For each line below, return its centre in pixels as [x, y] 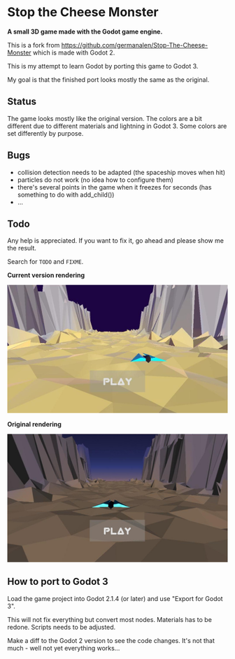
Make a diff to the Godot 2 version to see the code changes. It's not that [111, 640]
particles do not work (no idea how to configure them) [95, 180]
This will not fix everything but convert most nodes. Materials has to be [109, 619]
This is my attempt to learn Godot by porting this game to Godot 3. [103, 66]
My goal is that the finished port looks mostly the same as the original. [108, 79]
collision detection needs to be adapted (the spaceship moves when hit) [121, 172]
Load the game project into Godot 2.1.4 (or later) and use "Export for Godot [115, 598]
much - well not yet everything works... [64, 648]
